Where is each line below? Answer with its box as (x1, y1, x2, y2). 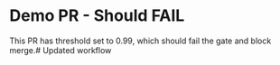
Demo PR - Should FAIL (9, 5, 185, 26)
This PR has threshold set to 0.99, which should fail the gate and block (9, 35, 272, 46)
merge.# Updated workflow (9, 44, 112, 55)
